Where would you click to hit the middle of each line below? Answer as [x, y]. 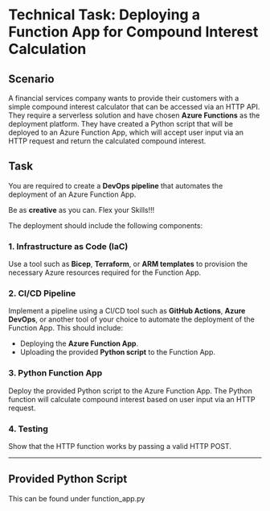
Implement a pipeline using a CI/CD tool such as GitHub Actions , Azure [127, 311]
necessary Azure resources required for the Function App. [105, 272]
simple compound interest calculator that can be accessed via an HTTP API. [134, 107]
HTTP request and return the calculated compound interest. [107, 141]
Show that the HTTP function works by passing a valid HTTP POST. [120, 446]
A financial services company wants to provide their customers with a [124, 98]
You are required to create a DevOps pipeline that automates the [116, 185]
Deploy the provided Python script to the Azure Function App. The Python [131, 391]
